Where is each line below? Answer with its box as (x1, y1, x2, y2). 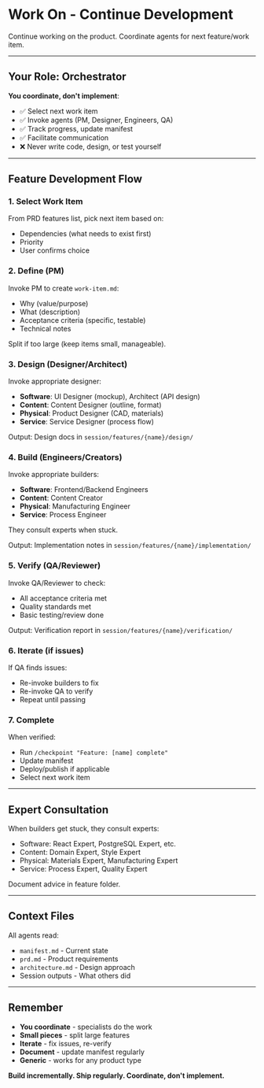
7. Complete (8, 714, 55, 725)
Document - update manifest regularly (19, 1047, 145, 1057)
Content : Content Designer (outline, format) (19, 400, 163, 410)
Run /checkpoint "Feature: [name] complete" (19, 748, 169, 757)
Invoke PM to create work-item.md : (8, 283, 119, 293)
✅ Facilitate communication (19, 132, 109, 142)
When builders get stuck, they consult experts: (8, 824, 159, 834)
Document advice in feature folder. (8, 879, 121, 889)
